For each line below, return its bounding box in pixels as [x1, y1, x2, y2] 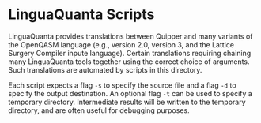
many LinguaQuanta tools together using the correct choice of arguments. [8, 57, 251, 66]
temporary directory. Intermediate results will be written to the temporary [8, 97, 247, 106]
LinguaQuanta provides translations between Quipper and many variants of [8, 32, 253, 41]
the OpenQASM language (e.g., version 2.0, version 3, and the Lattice [8, 39, 235, 49]
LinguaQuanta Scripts [8, 6, 155, 24]
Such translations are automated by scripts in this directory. [8, 65, 202, 74]
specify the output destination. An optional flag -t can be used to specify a [8, 88, 253, 98]
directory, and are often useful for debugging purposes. [8, 105, 190, 115]
